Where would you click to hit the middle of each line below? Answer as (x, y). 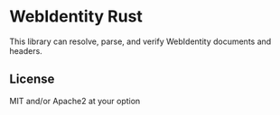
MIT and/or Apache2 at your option (75, 101)
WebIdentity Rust (76, 17)
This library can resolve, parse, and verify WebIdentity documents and (140, 41)
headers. (26, 50)
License (32, 80)
